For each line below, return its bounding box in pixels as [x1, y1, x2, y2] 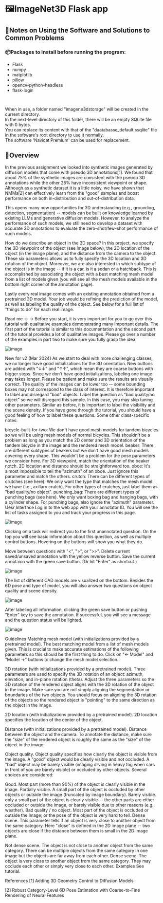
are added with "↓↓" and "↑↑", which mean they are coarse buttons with [5, 366, 153, 371]
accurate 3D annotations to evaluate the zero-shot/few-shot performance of [5, 225, 158, 231]
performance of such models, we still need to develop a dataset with [5, 220, 143, 226]
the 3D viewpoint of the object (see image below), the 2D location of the [5, 245, 150, 251]
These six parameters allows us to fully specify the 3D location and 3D [5, 256, 147, 261]
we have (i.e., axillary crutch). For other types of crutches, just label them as [5, 483, 158, 489]
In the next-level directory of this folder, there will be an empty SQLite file [5, 116, 152, 122]
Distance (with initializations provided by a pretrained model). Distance [5, 726, 147, 732]
